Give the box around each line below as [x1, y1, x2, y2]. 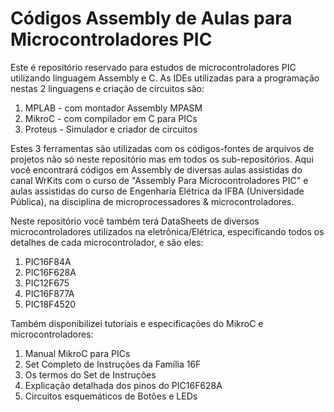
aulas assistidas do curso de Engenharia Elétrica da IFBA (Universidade [10, 185, 305, 197]
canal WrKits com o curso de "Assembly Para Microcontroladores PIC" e [10, 174, 309, 186]
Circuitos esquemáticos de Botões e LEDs [24, 390, 198, 402]
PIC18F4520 [24, 298, 77, 310]
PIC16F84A [24, 255, 72, 267]
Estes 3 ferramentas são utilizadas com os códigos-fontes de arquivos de [10, 142, 315, 154]
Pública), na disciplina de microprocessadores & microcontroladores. [10, 195, 295, 207]
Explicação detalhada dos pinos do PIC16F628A [24, 379, 223, 391]
